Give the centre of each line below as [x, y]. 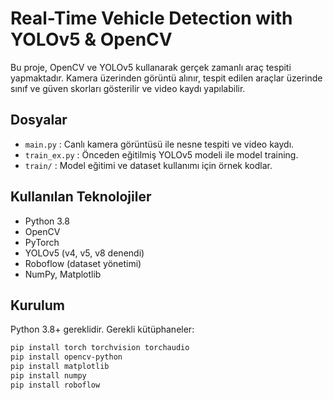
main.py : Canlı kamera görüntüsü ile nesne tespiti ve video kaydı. [159, 144]
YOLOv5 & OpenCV [91, 39]
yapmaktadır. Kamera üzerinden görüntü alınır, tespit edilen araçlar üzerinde [166, 78]
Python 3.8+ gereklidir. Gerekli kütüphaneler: [102, 329]
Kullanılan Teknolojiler [81, 197]
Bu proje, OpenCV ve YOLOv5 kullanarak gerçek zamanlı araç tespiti [151, 67]
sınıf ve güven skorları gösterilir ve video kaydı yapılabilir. [128, 88]
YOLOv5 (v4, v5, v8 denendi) [84, 253]
